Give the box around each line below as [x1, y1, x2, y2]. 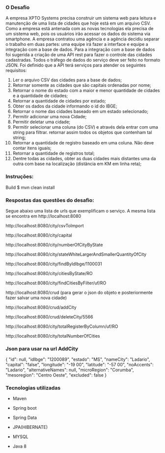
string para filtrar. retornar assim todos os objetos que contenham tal [12, 130, 152, 136]
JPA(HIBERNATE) [12, 424, 48, 430]
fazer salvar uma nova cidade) [5, 295, 67, 301]
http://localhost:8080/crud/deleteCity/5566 [5, 314, 93, 319]
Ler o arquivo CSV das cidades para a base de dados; [12, 77, 122, 83]
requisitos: [5, 68, 27, 73]
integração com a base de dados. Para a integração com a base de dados [5, 46, 155, 53]
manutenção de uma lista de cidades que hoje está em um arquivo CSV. [5, 20, 151, 26]
